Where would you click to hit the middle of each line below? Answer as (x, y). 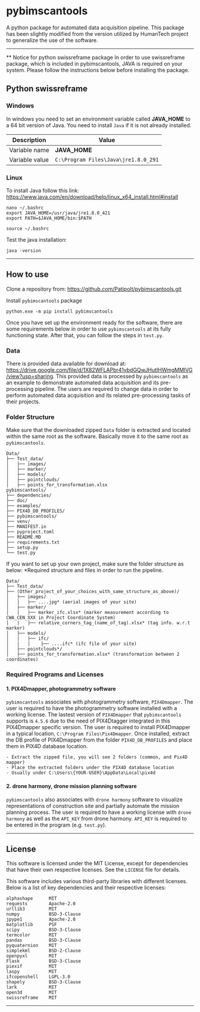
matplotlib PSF (32, 925)
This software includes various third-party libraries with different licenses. (97, 881)
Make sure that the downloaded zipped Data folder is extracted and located (99, 430)
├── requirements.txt (33, 542)
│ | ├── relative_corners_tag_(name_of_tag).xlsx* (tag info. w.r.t (98, 623)
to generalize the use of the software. (52, 40)
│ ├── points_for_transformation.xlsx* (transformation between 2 (93, 655)
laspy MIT (32, 972)
